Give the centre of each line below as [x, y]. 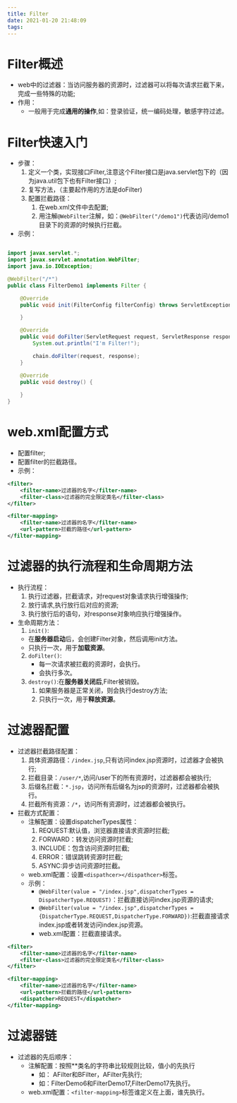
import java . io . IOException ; [50, 266]
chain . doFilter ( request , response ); [86, 356]
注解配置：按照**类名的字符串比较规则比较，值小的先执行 [111, 1066]
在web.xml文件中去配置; [73, 207]
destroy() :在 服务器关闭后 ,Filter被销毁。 [85, 682]
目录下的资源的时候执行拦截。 [82, 225]
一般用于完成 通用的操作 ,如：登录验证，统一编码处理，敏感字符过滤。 [128, 111]
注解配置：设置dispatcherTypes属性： [83, 821]
